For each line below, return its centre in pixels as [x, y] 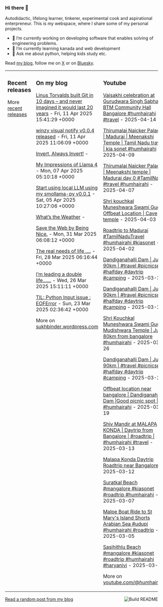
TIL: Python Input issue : [63, 298]
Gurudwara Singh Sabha [131, 101]
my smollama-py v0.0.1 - [65, 194]
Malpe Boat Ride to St [128, 512]
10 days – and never [59, 101]
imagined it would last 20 [64, 108]
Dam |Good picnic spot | [131, 401]
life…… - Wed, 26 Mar [61, 281]
